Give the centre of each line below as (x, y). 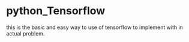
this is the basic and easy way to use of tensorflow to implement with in (94, 27)
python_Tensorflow (56, 11)
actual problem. (25, 33)
